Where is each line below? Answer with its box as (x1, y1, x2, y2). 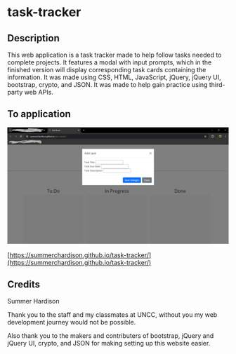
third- (209, 81, 226, 88)
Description (7, 32, 60, 44)
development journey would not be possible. (7, 318, 136, 327)
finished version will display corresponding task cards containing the (7, 66, 206, 74)
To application (7, 108, 72, 120)
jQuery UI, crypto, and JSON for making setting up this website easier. (7, 339, 211, 348)
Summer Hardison (7, 297, 60, 306)
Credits (7, 278, 41, 290)
